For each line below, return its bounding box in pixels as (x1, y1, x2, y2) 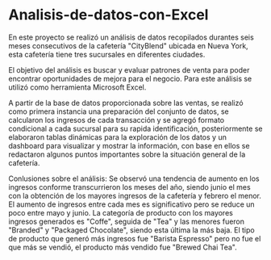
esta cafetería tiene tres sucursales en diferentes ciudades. (8, 49, 206, 59)
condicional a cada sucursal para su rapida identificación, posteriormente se (8, 124, 263, 133)
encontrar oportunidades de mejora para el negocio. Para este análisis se (8, 73, 252, 83)
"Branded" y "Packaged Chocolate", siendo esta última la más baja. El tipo (8, 224, 256, 235)
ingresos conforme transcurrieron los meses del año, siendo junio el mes (8, 182, 252, 191)
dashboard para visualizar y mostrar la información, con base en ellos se (8, 140, 250, 150)
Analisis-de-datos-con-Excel (8, 6, 209, 24)
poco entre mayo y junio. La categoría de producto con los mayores (8, 208, 234, 217)
